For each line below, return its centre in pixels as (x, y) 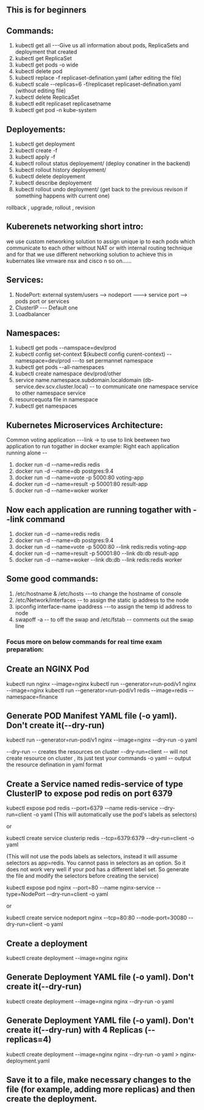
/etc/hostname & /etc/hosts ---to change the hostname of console (98, 593)
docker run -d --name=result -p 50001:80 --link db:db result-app (97, 553)
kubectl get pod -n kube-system (56, 110)
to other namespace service (51, 393)
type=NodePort (26, 894)
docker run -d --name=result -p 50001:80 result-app (81, 484)
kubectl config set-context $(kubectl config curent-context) (90, 354)
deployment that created (46, 52)
